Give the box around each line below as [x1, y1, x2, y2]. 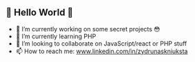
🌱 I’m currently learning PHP [15, 32, 96, 40]
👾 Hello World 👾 [6, 7, 74, 18]
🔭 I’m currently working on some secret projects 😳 [15, 25, 161, 33]
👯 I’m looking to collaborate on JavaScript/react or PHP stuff [15, 39, 187, 48]
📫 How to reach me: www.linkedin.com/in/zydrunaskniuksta [15, 47, 188, 55]
